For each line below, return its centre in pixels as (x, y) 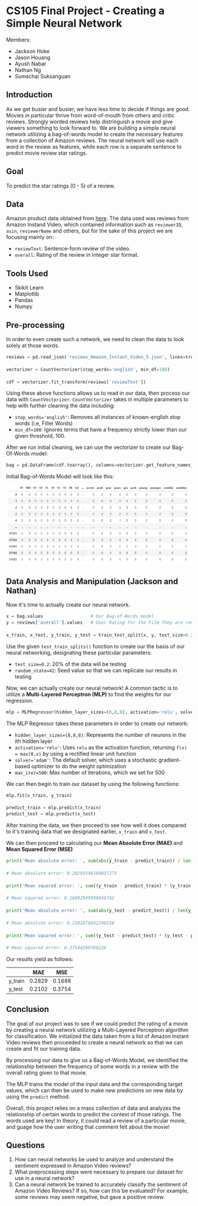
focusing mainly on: (30, 237)
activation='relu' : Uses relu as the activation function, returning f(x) (101, 747)
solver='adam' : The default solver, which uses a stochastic (86, 760)
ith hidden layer (34, 741)
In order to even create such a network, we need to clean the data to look (95, 339)
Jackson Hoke (32, 51)
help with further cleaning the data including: (61, 406)
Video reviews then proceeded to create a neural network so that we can (95, 1042)
